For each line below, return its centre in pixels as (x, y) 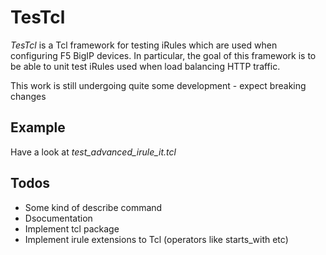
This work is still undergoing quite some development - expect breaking (158, 85)
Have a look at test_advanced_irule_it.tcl (93, 152)
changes (28, 96)
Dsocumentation (58, 218)
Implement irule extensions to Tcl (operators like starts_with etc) (156, 239)
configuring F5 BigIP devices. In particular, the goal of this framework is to (163, 55)
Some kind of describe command (93, 207)
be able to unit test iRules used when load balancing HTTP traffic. (145, 66)
